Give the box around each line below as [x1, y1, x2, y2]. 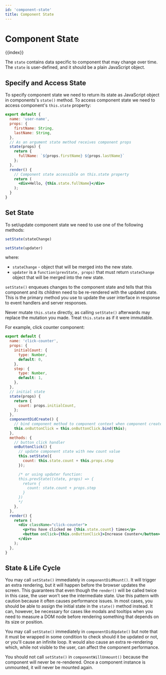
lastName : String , [14, 130, 52, 135]
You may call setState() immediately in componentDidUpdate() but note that [5, 628, 158, 634]
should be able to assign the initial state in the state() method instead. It [5, 603, 153, 609]
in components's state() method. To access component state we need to [5, 97, 156, 103]
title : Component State [5, 12, 54, 17]
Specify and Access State [5, 79, 86, 87]
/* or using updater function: [18, 471, 83, 477]
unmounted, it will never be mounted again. [5, 665, 93, 671]
